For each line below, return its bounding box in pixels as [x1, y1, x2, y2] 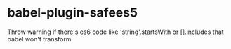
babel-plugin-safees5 [7, 5, 138, 21]
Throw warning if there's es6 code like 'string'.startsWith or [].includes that [7, 28, 224, 36]
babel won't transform [7, 35, 72, 43]
